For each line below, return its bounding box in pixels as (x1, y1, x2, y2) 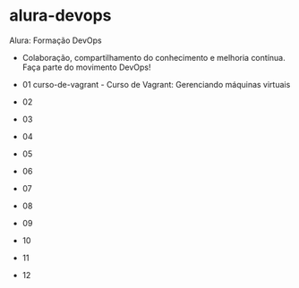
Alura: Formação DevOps (9, 35, 103, 46)
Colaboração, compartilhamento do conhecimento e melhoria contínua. (21, 52, 286, 63)
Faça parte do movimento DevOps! (21, 62, 151, 72)
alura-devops (9, 5, 112, 26)
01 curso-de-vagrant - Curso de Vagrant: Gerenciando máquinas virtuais (21, 79, 291, 89)
